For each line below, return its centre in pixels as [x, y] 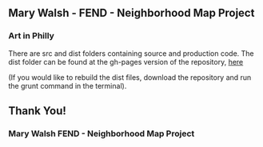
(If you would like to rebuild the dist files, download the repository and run [130, 77]
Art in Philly [31, 36]
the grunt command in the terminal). [68, 85]
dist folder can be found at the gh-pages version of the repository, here [126, 62]
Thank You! [37, 111]
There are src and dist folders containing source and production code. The [131, 53]
